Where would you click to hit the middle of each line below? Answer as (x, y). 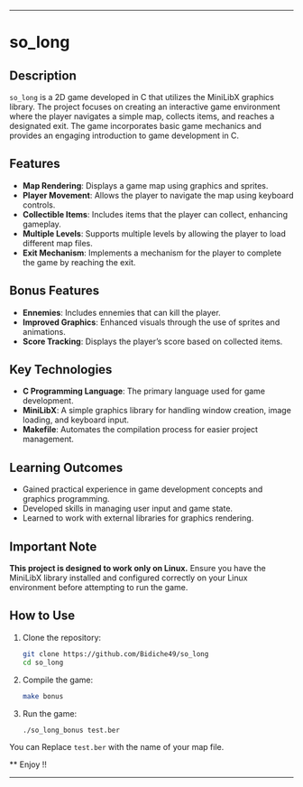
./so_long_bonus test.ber (71, 730)
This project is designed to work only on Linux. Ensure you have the (138, 569)
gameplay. (41, 224)
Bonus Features (55, 291)
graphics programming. (66, 499)
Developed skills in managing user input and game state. (127, 509)
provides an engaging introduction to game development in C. (124, 135)
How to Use (42, 616)
